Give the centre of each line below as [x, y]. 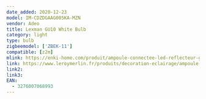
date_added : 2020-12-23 [37, 12]
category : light [27, 35]
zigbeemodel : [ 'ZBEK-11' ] [39, 47]
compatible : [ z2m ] [30, 52]
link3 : [15, 75]
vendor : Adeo [23, 23]
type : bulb [20, 41]
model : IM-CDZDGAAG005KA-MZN [44, 18]
